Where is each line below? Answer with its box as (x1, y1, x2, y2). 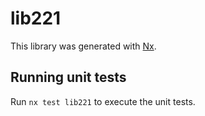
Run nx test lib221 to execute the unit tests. (10, 95, 196, 107)
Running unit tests (10, 69, 127, 86)
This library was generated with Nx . (10, 40, 157, 52)
